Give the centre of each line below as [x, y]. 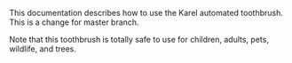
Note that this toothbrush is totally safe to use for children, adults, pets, [139, 39]
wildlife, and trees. [43, 49]
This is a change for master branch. [74, 22]
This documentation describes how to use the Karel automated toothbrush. [146, 13]
